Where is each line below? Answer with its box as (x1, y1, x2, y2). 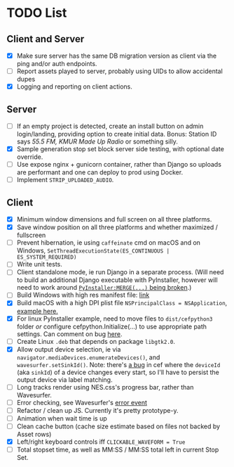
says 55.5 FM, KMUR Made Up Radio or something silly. (16, 137, 178, 146)
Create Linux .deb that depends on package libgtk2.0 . (16, 337, 176, 345)
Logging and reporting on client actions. (16, 82, 132, 91)
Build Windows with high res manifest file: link (16, 290, 150, 300)
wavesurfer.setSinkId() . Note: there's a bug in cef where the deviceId (16, 360, 221, 369)
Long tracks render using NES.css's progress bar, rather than (16, 383, 194, 391)
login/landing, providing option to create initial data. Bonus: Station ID (16, 130, 217, 139)
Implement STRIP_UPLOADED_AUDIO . (16, 176, 114, 184)
